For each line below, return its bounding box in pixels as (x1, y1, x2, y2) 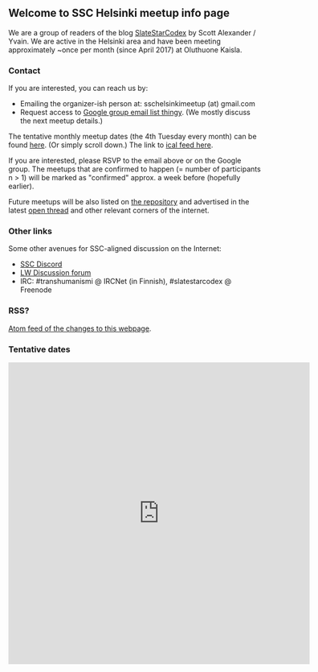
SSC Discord (19, 259, 63, 269)
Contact (8, 64, 41, 76)
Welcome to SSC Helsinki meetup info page (8, 6, 230, 20)
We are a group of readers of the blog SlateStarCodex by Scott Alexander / (8, 27, 256, 37)
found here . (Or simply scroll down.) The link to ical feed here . (8, 140, 214, 150)
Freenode (19, 285, 52, 295)
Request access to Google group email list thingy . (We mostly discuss (19, 108, 251, 117)
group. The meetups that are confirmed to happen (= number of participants (8, 164, 261, 174)
